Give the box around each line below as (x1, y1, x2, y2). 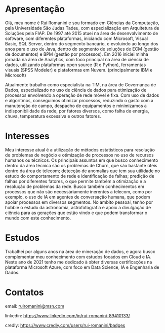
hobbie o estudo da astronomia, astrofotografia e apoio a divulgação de (5, 204, 151, 210)
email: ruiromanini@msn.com (5, 303, 65, 309)
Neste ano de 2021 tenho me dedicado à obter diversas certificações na (5, 259, 152, 265)
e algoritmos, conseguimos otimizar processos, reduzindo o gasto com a (5, 97, 154, 103)
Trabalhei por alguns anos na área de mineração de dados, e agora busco (5, 248, 156, 255)
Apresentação (5, 3, 65, 15)
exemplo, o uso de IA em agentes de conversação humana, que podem (5, 194, 150, 200)
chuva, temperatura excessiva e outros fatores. (5, 113, 101, 119)
